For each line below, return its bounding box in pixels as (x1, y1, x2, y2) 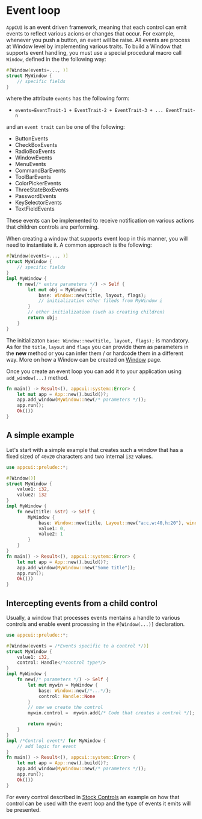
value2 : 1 (38, 531, 63, 537)
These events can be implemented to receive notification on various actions (6, 217, 194, 224)
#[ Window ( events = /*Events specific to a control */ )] (6, 643, 149, 649)
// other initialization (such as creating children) (28, 309, 165, 315)
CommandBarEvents (14, 167, 66, 175)
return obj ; (28, 315, 58, 321)
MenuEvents (14, 161, 46, 168)
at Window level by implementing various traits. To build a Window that (6, 43, 182, 50)
